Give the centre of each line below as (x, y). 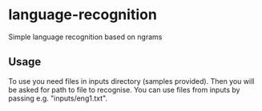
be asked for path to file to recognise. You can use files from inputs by (124, 89)
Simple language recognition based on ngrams (85, 37)
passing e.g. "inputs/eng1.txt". (58, 98)
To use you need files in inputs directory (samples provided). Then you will (131, 81)
